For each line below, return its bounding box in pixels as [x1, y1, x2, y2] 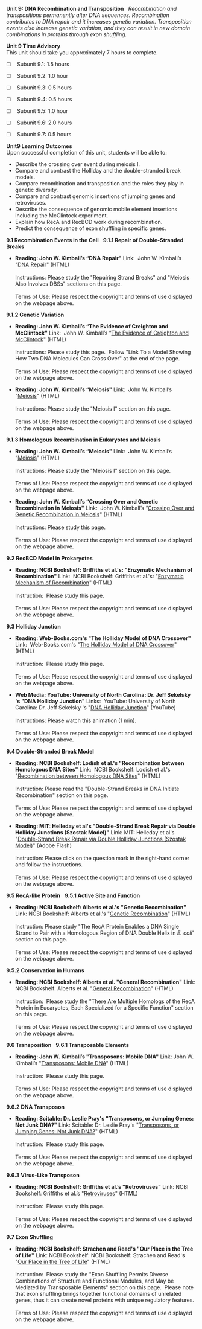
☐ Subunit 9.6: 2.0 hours [6, 119, 72, 126]
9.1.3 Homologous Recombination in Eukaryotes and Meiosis [6, 436, 161, 443]
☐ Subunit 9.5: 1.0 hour [6, 107, 68, 114]
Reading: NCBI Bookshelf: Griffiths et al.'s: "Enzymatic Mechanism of [14, 566, 193, 573]
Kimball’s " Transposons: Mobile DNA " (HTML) [14, 1060, 129, 1066]
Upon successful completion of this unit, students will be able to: [6, 149, 167, 156]
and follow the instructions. [14, 861, 83, 868]
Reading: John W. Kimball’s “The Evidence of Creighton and [14, 323, 169, 330]
